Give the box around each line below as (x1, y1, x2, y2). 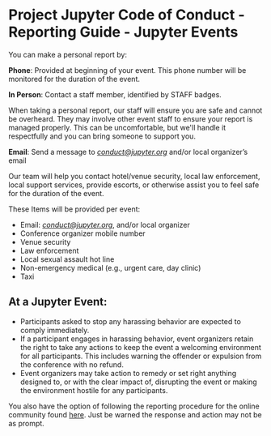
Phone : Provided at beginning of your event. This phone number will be (8, 65, 247, 75)
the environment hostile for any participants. (19, 385, 168, 395)
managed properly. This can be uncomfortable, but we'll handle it (8, 122, 227, 132)
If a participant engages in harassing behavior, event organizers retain (19, 334, 254, 344)
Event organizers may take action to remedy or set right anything (19, 368, 237, 378)
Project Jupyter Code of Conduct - (8, 6, 245, 24)
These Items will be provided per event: (8, 204, 141, 214)
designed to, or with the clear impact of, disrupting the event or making (19, 377, 257, 387)
